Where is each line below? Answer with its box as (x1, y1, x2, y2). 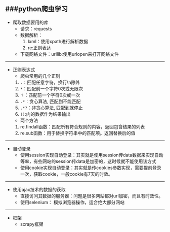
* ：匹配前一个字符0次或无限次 (20, 85, 83, 91)
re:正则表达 (27, 45, 52, 51)
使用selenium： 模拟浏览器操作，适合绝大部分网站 (20, 199, 125, 205)
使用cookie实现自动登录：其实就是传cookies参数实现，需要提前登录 (20, 164, 162, 171)
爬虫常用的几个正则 (20, 73, 61, 79)
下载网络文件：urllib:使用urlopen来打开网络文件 (20, 51, 119, 57)
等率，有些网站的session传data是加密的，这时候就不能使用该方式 (20, 158, 156, 164)
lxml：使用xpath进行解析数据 (27, 38, 89, 44)
